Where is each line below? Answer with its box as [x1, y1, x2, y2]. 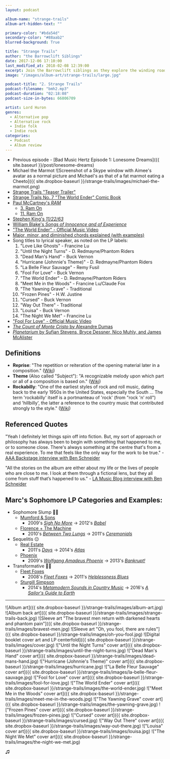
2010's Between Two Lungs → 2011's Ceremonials [27, 530, 133, 537]
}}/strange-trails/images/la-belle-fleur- [76, 669, 158, 675]
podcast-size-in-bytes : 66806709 [5, 96, 76, 101]
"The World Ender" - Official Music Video [12, 226, 99, 233]
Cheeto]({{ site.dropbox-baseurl [12, 178, 80, 184]
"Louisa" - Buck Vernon [20, 307, 70, 313]
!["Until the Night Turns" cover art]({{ [55, 642, 133, 649]
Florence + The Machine [20, 525, 72, 532]
